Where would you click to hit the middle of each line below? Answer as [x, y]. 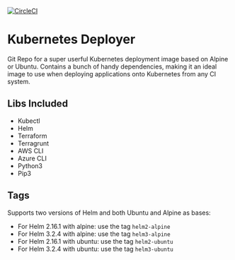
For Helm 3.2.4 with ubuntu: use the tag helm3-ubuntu [95, 249]
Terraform [32, 136]
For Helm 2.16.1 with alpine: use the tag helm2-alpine [94, 226]
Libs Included [38, 104]
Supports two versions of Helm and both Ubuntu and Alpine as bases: [109, 213]
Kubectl [29, 121]
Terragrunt [33, 143]
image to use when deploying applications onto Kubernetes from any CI [112, 73]
